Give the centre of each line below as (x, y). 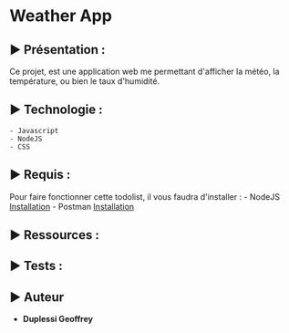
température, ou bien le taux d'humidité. (85, 81)
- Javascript (34, 130)
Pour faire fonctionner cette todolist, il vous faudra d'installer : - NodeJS (145, 196)
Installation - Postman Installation (72, 206)
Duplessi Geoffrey (58, 319)
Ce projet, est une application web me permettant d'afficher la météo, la (144, 71)
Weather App (61, 16)
